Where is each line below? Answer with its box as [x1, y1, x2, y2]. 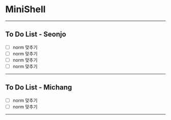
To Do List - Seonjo [5, 30, 66, 39]
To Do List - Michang [5, 83, 72, 92]
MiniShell [5, 4, 46, 15]
